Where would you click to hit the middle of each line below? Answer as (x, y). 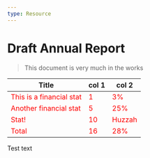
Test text (20, 148)
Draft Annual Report (66, 48)
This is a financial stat (46, 96)
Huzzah (125, 120)
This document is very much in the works (84, 68)
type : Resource (29, 14)
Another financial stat (46, 108)
